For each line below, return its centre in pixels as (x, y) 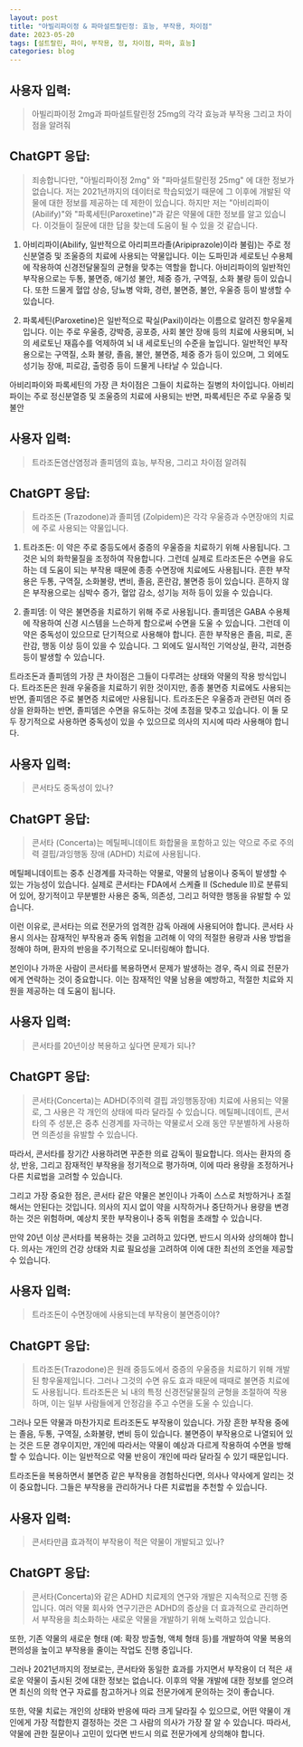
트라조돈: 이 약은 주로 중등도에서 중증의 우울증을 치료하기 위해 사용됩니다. (151, 548)
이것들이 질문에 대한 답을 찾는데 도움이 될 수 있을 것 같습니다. (151, 225)
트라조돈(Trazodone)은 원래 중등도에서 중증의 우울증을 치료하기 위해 (152, 1370)
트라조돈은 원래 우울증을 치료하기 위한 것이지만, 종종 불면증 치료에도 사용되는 (156, 688)
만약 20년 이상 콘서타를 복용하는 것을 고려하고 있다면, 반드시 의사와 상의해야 (143, 1237)
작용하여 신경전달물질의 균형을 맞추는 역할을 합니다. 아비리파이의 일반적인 (161, 267)
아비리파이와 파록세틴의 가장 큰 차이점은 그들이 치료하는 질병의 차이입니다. (140, 385)
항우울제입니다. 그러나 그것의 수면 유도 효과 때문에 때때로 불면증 (153, 1380)
